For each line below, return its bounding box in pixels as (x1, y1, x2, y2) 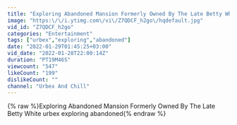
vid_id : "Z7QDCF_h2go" (7, 23, 74, 30)
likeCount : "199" (7, 69, 59, 76)
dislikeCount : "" (7, 76, 59, 83)
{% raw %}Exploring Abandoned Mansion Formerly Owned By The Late (7, 102, 216, 110)
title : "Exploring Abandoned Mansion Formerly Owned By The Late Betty (7, 10, 222, 18)
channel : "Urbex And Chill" (7, 83, 90, 90)
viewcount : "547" (7, 63, 59, 70)
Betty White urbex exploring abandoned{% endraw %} (7, 109, 166, 118)
